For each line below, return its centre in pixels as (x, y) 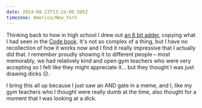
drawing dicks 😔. (28, 73)
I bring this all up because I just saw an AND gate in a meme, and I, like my (99, 85)
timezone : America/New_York (42, 18)
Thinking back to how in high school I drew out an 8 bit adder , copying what (101, 35)
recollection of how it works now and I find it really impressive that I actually (101, 48)
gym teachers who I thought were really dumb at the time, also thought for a (101, 92)
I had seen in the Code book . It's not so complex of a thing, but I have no (97, 41)
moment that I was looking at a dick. (52, 98)
